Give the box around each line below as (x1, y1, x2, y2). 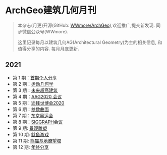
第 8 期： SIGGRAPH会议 (12, 119, 63, 125)
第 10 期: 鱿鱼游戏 (12, 131, 49, 137)
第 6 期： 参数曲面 (12, 106, 49, 112)
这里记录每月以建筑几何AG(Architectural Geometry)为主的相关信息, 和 (17, 39, 162, 45)
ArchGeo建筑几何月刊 (5, 5, 97, 16)
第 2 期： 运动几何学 (12, 81, 54, 87)
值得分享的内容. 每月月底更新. (17, 45, 79, 51)
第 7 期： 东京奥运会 (12, 112, 53, 119)
